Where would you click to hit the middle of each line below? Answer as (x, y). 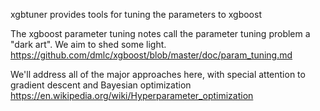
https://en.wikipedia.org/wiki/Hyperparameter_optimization (132, 95)
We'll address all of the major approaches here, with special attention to (158, 74)
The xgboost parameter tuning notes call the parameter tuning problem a (160, 33)
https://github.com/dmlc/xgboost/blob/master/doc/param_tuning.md (151, 55)
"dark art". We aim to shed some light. (88, 44)
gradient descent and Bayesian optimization (101, 85)
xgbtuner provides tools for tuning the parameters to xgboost (136, 14)
